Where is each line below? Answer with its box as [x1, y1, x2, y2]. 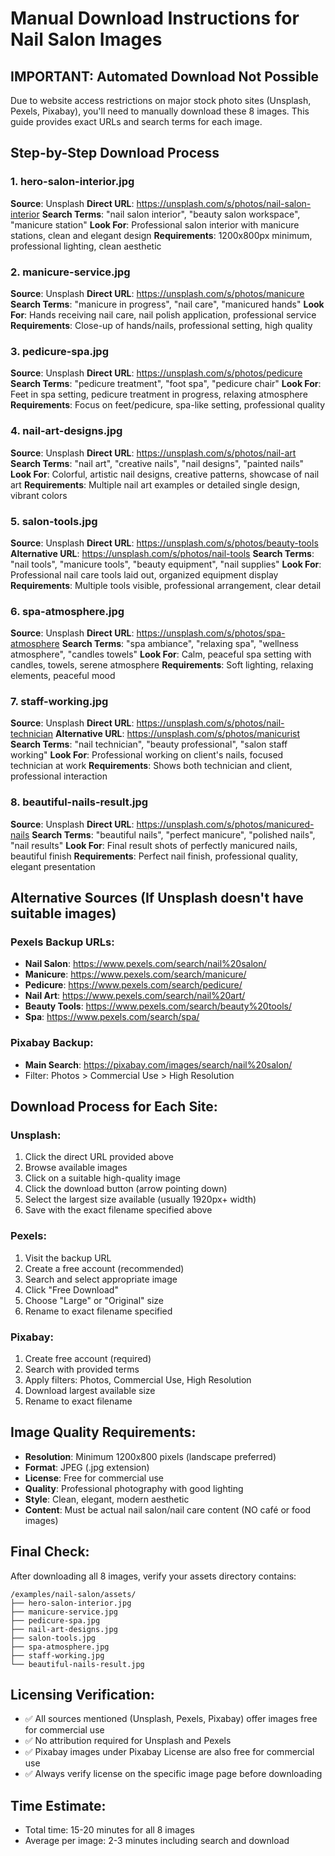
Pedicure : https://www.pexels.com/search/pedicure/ [24, 979, 243, 991]
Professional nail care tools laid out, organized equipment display [10, 568, 279, 581]
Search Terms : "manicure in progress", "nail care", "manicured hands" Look [10, 298, 325, 310]
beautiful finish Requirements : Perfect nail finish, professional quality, [10, 850, 298, 862]
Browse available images [24, 1162, 128, 1174]
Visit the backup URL [24, 1252, 112, 1264]
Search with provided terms [24, 1363, 140, 1376]
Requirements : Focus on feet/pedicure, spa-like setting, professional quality [10, 399, 326, 411]
